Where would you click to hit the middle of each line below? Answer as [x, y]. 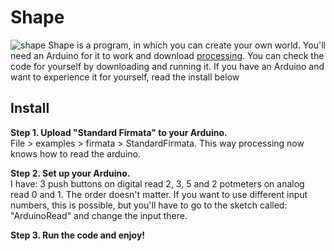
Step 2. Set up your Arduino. [70, 173]
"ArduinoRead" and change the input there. [99, 215]
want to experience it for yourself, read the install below [125, 77]
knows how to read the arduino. [75, 153]
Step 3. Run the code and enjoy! [78, 235]
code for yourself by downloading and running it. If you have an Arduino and [167, 66]
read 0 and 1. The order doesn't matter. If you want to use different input [159, 194]
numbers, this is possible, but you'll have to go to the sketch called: [149, 205]
